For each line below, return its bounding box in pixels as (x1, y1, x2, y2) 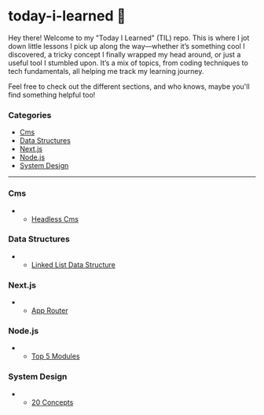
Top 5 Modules (31, 351, 80, 361)
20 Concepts (31, 397, 74, 407)
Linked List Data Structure (31, 259, 116, 270)
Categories (8, 109, 52, 120)
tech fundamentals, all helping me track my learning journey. (8, 66, 204, 75)
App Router (31, 306, 68, 315)
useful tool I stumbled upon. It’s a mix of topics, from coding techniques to (8, 58, 249, 68)
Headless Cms (31, 214, 79, 223)
